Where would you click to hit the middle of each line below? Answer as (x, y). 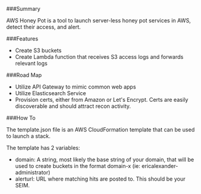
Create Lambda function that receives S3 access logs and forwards (99, 57)
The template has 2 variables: (43, 148)
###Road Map (24, 75)
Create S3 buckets (38, 50)
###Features (22, 38)
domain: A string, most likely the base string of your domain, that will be (104, 159)
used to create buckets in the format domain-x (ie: (77, 166)
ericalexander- (160, 166)
